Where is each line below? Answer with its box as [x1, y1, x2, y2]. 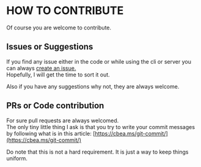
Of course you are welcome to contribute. [6, 24, 112, 31]
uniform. [6, 154, 27, 162]
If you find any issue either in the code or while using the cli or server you [6, 58, 191, 65]
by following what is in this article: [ [6, 130, 95, 137]
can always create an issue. [6, 64, 76, 72]
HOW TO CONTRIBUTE [6, 4, 124, 18]
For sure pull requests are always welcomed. [6, 117, 119, 124]
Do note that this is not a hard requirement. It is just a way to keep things [6, 148, 189, 155]
